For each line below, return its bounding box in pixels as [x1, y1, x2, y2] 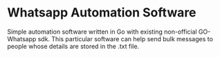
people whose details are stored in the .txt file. [7, 42, 140, 50]
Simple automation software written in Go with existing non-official [7, 27, 197, 36]
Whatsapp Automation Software [7, 5, 196, 21]
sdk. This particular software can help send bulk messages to [37, 34, 213, 43]
